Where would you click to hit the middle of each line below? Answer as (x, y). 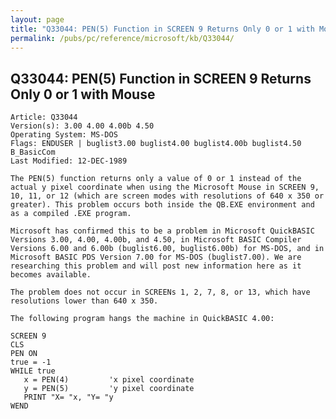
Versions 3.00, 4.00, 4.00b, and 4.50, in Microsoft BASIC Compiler (156, 240)
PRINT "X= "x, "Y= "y (68, 397)
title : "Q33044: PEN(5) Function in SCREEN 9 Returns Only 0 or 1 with (162, 29)
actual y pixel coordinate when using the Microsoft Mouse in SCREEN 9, (165, 187)
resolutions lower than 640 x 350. (84, 301)
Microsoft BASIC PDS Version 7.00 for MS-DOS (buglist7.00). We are (156, 257)
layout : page (37, 19)
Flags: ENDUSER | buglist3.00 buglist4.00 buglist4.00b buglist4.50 (156, 144)
